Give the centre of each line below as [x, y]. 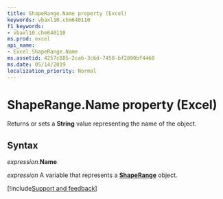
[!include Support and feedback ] [52, 189]
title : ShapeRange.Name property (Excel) [67, 13]
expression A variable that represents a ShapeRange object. [92, 175]
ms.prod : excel [29, 39]
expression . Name [32, 162]
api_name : [21, 45]
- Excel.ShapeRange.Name [43, 52]
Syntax [23, 145]
